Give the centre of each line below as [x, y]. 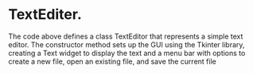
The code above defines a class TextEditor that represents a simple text [126, 36]
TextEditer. [45, 15]
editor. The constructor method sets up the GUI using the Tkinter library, [127, 44]
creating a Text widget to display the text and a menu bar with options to [127, 53]
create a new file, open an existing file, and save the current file [112, 61]
